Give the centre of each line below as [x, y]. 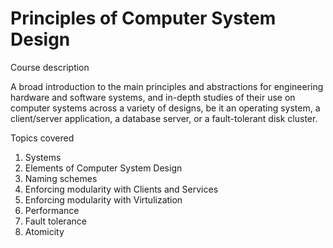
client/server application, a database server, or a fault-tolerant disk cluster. [164, 118]
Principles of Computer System [143, 18]
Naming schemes [61, 178]
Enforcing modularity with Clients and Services [121, 189]
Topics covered [42, 138]
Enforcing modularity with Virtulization [103, 199]
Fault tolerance [55, 221]
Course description [50, 67]
